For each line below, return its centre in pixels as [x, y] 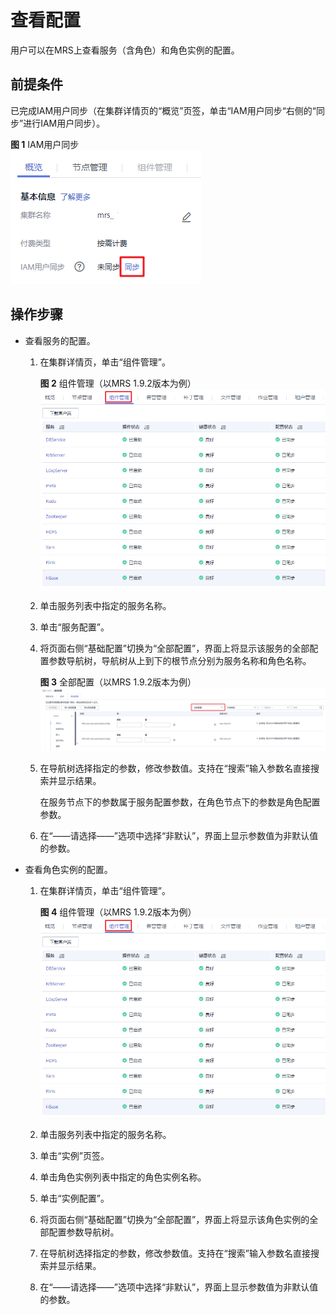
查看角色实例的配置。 [68, 869]
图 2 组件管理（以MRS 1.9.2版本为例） [118, 383]
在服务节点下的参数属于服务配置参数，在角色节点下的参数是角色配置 [180, 802]
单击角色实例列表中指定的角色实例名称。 [123, 1177]
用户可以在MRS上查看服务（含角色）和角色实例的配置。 [125, 50]
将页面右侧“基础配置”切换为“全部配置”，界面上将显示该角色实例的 [174, 1220]
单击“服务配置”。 [74, 627]
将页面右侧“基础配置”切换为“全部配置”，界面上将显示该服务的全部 [174, 648]
